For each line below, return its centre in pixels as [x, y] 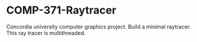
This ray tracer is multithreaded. [46, 33]
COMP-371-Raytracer [61, 10]
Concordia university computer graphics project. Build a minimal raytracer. [98, 27]
